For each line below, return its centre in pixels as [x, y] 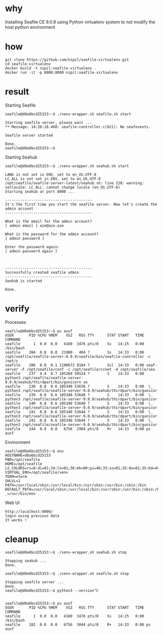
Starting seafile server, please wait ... [49, 123]
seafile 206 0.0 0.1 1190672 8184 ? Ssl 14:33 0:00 [75, 365]
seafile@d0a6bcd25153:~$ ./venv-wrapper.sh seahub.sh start [67, 166]
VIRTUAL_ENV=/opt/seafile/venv [37, 472]
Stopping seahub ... [26, 561]
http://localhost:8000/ [29, 512]
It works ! [16, 520]
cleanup [22, 539]
